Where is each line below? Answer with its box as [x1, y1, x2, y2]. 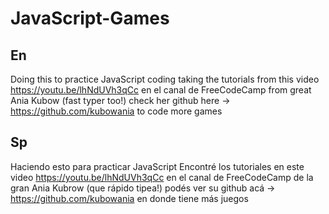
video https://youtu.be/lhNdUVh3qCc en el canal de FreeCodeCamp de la [10, 171, 314, 183]
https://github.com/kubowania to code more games [10, 105, 223, 117]
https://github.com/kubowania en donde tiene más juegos [10, 192, 249, 204]
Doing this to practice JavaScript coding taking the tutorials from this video [10, 73, 320, 85]
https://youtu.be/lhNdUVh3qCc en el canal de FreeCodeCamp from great [10, 84, 312, 96]
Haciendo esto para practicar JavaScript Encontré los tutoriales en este [10, 160, 305, 172]
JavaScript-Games [10, 7, 170, 30]
